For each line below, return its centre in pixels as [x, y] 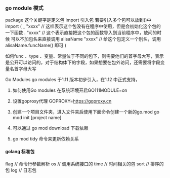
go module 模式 [25, 8]
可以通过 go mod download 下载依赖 [50, 128]
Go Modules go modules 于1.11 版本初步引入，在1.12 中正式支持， [73, 80]
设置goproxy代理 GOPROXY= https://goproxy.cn [62, 101]
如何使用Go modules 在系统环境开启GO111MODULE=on [70, 90]
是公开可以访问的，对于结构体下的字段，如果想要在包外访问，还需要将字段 [83, 62]
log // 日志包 [24, 170]
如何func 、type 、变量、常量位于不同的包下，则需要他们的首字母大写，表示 [85, 56]
